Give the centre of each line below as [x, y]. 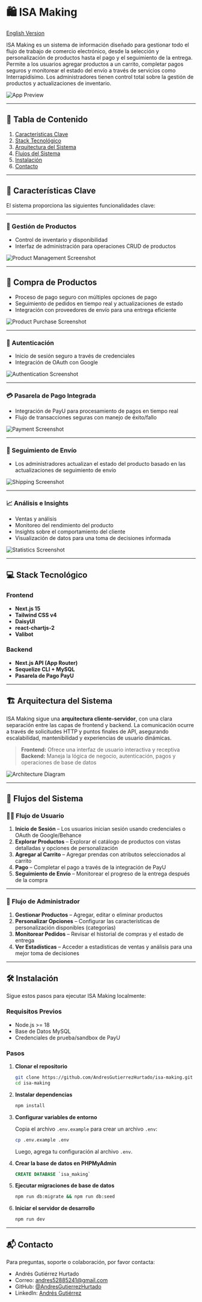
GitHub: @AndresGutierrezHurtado [58, 1286]
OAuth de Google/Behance [48, 835]
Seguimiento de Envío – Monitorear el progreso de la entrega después [103, 874]
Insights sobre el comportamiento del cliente [70, 532]
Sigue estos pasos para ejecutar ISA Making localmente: [76, 996]
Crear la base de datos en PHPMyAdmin [66, 1163]
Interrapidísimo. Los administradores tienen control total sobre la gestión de [100, 77]
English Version [26, 33]
